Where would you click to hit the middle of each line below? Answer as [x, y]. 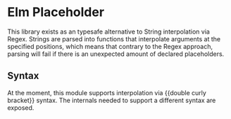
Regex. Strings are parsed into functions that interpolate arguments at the [114, 38]
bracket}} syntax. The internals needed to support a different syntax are [112, 100]
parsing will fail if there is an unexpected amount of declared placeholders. [116, 54]
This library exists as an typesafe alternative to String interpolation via [108, 31]
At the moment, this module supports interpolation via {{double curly [107, 92]
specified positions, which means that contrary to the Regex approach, [110, 46]
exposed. [21, 107]
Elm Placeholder [56, 12]
